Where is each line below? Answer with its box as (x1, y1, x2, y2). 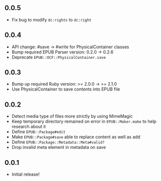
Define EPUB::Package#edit (11, 129, 66, 135)
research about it (11, 124, 46, 129)
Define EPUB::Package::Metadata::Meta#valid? (11, 139, 105, 145)
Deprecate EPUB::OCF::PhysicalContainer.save (11, 54, 106, 60)
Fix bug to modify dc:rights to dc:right (11, 17, 92, 22)
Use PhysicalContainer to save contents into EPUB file (11, 86, 120, 92)
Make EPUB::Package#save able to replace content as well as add (11, 134, 141, 140)
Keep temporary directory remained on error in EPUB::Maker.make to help (11, 119, 157, 125)
